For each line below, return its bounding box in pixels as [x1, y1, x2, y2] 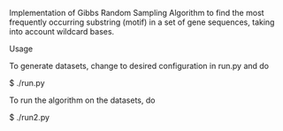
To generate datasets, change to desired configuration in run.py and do [9, 61, 270, 71]
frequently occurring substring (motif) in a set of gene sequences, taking [9, 17, 275, 27]
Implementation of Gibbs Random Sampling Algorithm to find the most [9, 8, 264, 18]
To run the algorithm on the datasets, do [9, 95, 156, 105]
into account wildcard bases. [9, 27, 115, 36]
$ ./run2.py [9, 112, 50, 122]
